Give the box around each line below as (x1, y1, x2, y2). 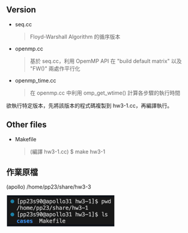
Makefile (14, 135, 37, 143)
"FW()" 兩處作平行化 (29, 65, 80, 72)
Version (6, 5, 36, 15)
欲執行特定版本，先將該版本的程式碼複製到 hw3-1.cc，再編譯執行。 (6, 102, 173, 109)
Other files (6, 120, 47, 130)
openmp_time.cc (14, 77, 56, 84)
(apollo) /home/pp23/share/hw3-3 (6, 183, 91, 190)
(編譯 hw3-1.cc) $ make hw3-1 (29, 148, 106, 155)
